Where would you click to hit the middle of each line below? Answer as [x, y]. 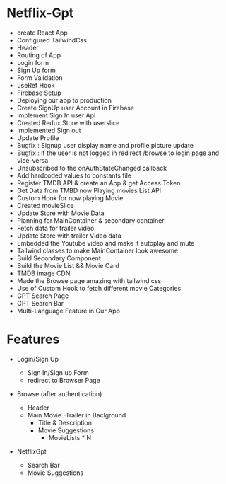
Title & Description [65, 422]
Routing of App [39, 55]
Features [33, 339]
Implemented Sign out [49, 130]
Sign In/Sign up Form [58, 372]
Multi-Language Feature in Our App [69, 311]
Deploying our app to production [64, 100]
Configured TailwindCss [52, 40]
